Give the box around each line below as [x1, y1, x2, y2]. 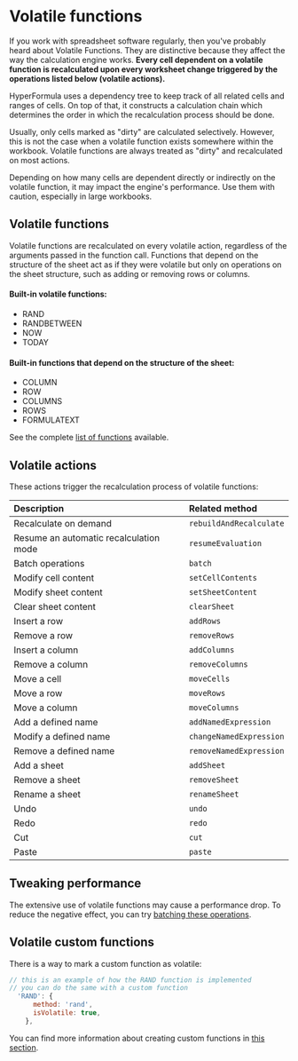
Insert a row [13, 614, 64, 627]
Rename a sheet [13, 788, 82, 800]
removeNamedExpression [189, 746, 285, 756]
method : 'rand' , [32, 1001, 93, 1010]
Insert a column [13, 644, 79, 656]
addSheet [189, 760, 226, 770]
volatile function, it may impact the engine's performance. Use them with [9, 181, 275, 192]
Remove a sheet [13, 773, 82, 786]
